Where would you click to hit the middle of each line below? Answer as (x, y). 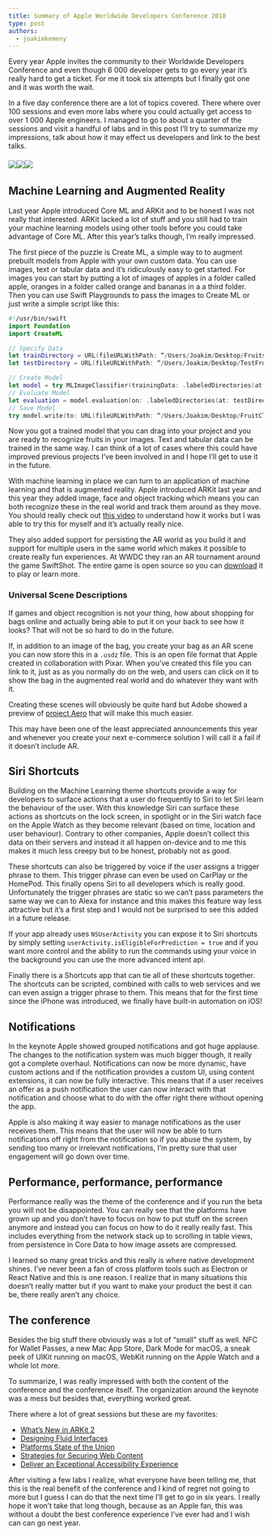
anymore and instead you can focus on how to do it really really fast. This (131, 1228)
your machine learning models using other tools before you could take (125, 228)
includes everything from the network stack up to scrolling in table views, (131, 1236)
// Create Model (36, 378)
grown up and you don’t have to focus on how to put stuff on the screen (128, 1219)
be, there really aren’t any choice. (64, 1295)
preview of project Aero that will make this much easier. (101, 713)
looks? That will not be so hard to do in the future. (91, 630)
